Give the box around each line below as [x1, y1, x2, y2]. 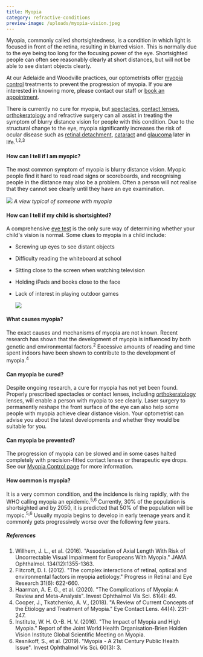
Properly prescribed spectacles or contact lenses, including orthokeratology [6, 390, 196, 398]
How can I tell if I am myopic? [6, 152, 81, 159]
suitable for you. [6, 422, 47, 430]
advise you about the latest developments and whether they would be [6, 416, 180, 424]
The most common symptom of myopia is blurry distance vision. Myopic [6, 166, 186, 173]
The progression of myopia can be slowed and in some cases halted [6, 450, 176, 458]
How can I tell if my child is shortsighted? [6, 212, 112, 219]
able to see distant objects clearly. [6, 62, 92, 70]
